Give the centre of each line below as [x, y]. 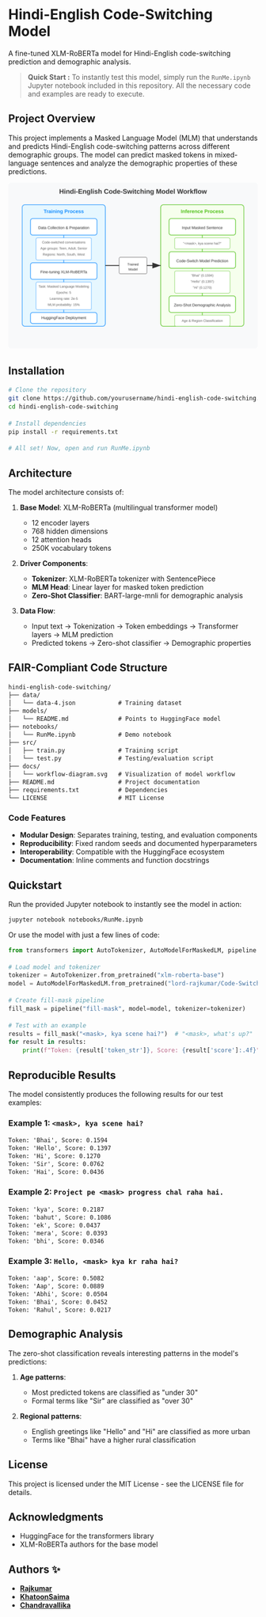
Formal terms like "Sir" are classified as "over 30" [112, 1401]
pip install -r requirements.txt [63, 432]
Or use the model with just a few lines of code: [84, 935]
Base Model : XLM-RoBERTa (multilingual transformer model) [119, 507]
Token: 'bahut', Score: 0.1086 [60, 1217]
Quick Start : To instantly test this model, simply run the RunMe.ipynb [139, 77]
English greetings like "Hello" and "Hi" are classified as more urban [141, 1431]
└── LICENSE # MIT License [86, 798]
